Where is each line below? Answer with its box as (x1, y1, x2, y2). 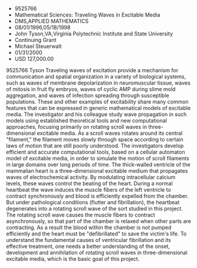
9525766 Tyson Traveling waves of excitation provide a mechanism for (6, 67, 179, 73)
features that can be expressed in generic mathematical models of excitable (6, 105, 191, 111)
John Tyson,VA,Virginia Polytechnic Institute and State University (14, 30, 173, 37)
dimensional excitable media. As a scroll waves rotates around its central (6, 130, 183, 137)
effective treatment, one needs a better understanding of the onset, (6, 243, 170, 250)
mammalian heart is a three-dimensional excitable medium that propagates (6, 167, 188, 174)
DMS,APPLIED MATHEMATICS (14, 18, 89, 24)
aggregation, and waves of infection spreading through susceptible (6, 92, 169, 99)
